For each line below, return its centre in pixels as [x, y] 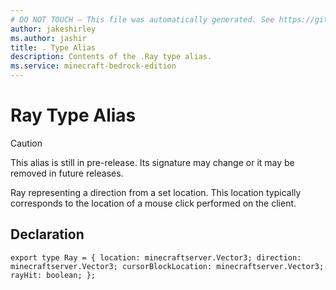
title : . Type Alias [53, 47]
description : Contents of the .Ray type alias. [111, 57]
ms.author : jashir [48, 38]
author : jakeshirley [53, 29]
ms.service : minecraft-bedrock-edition [93, 66]
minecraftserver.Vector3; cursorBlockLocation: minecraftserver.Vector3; [167, 266]
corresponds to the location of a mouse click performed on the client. [153, 203]
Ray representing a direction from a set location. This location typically [156, 192]
